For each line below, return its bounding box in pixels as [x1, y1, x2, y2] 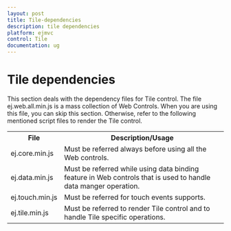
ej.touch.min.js [10, 192, 58, 202]
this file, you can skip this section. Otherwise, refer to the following [7, 109, 197, 117]
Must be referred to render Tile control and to [64, 203, 210, 213]
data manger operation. [64, 181, 140, 190]
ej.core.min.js [10, 148, 54, 158]
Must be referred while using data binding [64, 163, 199, 173]
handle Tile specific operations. [64, 212, 166, 221]
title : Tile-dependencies [7, 17, 81, 23]
